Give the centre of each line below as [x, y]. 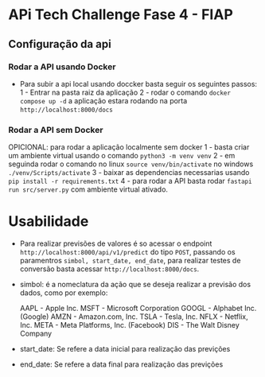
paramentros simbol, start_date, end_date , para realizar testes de [130, 261]
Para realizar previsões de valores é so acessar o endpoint [116, 243]
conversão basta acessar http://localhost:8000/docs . [109, 269]
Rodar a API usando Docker [62, 67]
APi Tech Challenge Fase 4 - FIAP [121, 15]
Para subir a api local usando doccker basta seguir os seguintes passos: [138, 84]
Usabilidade [49, 222]
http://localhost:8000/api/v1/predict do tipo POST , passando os [128, 252]
